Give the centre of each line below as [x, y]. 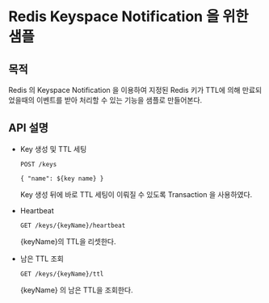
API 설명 [28, 128]
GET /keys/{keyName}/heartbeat [73, 225]
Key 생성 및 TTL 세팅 [53, 149]
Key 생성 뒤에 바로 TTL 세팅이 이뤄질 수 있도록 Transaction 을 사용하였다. [136, 194]
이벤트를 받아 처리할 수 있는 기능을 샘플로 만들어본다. [119, 100]
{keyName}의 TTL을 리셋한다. [68, 241]
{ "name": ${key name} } [62, 179]
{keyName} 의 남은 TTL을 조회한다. [76, 290]
